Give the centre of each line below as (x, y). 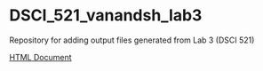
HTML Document (40, 57)
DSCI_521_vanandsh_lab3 (106, 16)
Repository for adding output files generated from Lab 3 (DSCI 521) (132, 40)
